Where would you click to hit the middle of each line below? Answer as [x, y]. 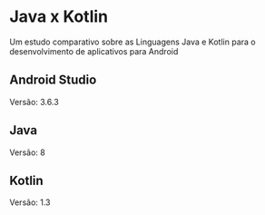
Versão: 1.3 [30, 202]
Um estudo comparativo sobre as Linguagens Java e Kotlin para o [132, 42]
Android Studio [53, 80]
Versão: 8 [27, 152]
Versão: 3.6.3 [34, 102]
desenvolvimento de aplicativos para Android [94, 51]
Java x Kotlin [59, 17]
